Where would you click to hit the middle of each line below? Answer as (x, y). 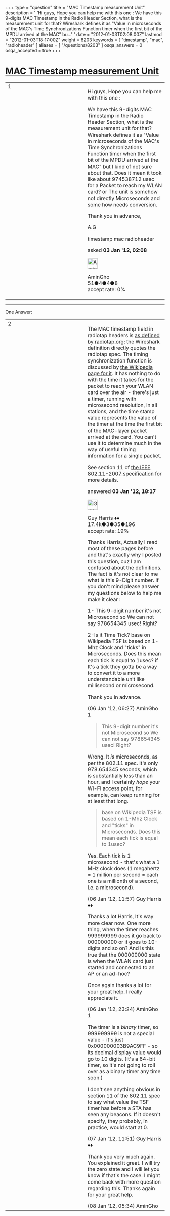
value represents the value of (122, 417)
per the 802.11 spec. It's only (123, 763)
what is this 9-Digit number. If (123, 580)
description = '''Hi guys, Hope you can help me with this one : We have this (83, 13)
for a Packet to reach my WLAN (125, 185)
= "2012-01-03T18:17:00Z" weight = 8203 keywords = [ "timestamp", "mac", (84, 40)
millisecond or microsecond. (121, 685)
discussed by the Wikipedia (120, 367)
